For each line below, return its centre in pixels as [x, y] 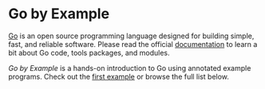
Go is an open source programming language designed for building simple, [131, 36]
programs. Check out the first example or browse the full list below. [119, 76]
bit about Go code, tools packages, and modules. [89, 52]
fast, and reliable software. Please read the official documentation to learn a [133, 44]
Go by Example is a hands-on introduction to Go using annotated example [130, 68]
